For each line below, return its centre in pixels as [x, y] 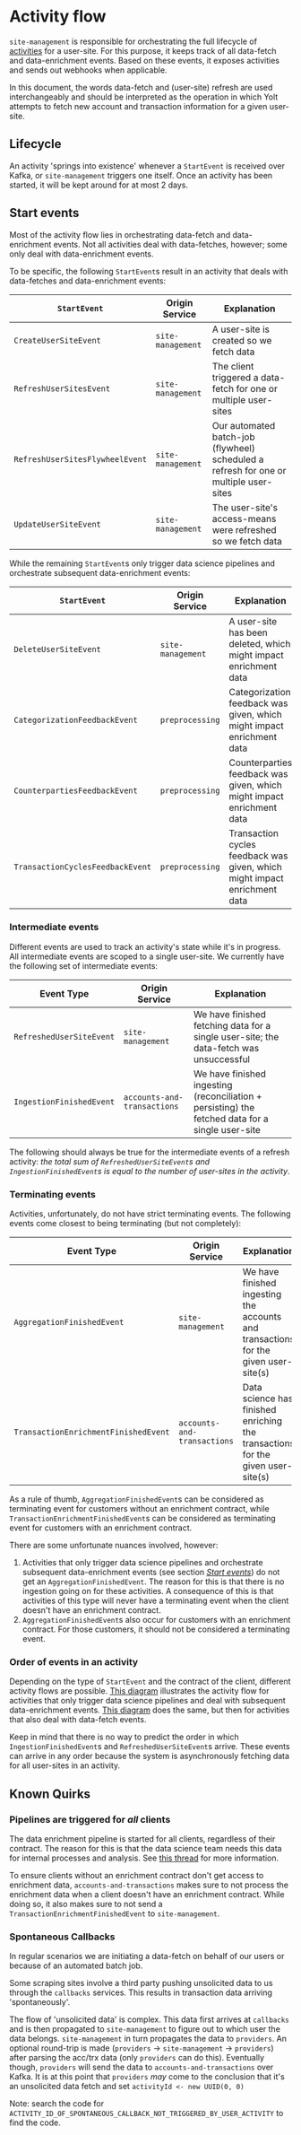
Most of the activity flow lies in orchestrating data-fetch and [120, 234]
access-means [244, 518]
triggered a [235, 377]
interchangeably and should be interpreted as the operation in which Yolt [144, 97]
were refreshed [244, 529]
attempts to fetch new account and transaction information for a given [138, 106]
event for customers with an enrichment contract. [101, 1528]
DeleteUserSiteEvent [57, 649]
